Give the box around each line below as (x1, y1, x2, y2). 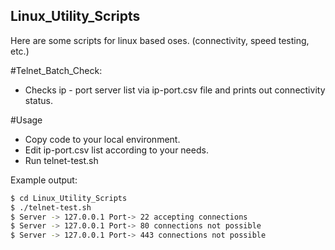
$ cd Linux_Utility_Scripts (10, 193, 128, 203)
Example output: (10, 174, 78, 186)
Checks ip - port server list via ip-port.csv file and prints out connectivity (24, 84, 326, 96)
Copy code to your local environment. (24, 133, 181, 145)
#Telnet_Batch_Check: (10, 64, 103, 76)
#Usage (10, 114, 43, 126)
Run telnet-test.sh (24, 154, 99, 166)
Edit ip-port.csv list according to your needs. (24, 144, 209, 156)
